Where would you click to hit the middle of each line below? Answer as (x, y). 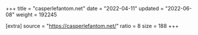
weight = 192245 (36, 15)
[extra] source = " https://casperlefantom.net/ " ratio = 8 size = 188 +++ (92, 26)
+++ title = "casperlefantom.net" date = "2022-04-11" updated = (85, 8)
